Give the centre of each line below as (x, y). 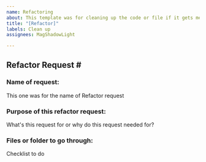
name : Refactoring (30, 12)
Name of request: (33, 82)
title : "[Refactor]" (33, 23)
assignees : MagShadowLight (41, 35)
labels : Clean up (29, 29)
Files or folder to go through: (50, 141)
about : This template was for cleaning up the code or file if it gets (100, 18)
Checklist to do (25, 154)
